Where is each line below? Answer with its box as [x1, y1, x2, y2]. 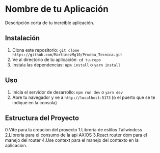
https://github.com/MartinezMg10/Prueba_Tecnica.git [12, 52, 123, 57]
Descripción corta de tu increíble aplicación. [5, 20, 95, 26]
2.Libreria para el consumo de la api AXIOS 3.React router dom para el [5, 132, 147, 138]
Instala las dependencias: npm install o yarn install [12, 61, 121, 67]
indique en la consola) [12, 99, 57, 105]
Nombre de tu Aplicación [5, 3, 109, 15]
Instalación [5, 34, 40, 42]
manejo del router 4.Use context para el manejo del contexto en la [5, 137, 139, 143]
